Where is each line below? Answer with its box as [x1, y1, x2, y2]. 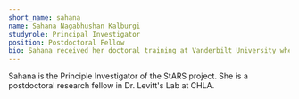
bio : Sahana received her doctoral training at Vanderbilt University [8, 46, 277, 55]
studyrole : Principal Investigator [8, 29, 141, 38]
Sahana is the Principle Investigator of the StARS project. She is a [8, 70, 249, 81]
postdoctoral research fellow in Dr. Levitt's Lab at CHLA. [8, 80, 215, 91]
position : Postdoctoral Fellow [8, 37, 125, 47]
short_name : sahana [8, 12, 81, 22]
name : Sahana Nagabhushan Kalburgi [8, 21, 141, 30]
